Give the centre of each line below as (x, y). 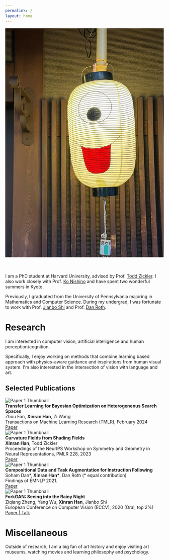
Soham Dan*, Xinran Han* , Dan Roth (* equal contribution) (66, 475)
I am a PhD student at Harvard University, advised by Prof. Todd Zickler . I (81, 276)
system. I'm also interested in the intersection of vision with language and (81, 367)
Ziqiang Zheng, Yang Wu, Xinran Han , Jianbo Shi (56, 502)
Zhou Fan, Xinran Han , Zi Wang (38, 416)
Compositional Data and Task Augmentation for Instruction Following (79, 470)
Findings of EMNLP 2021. (31, 481)
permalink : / (19, 11)
